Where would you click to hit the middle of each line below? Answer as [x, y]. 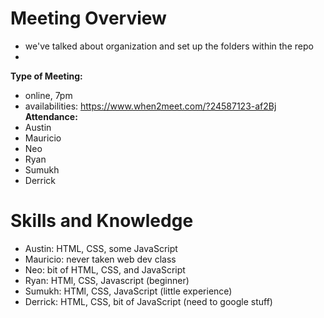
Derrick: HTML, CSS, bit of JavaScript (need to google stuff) [148, 301]
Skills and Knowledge [102, 221]
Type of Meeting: [46, 76]
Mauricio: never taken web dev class [100, 259]
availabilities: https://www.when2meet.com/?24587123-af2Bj [150, 106]
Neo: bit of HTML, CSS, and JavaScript [105, 269]
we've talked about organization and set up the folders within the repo [169, 46]
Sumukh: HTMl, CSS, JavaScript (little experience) [128, 291]
